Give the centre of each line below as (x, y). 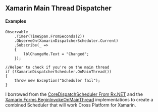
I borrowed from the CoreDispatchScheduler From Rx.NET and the (74, 94)
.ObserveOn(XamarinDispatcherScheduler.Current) (66, 41)
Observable (17, 32)
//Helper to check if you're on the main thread (57, 67)
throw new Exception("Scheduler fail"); (57, 80)
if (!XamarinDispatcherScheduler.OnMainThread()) (59, 72)
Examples (16, 21)
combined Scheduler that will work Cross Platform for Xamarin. (71, 105)
